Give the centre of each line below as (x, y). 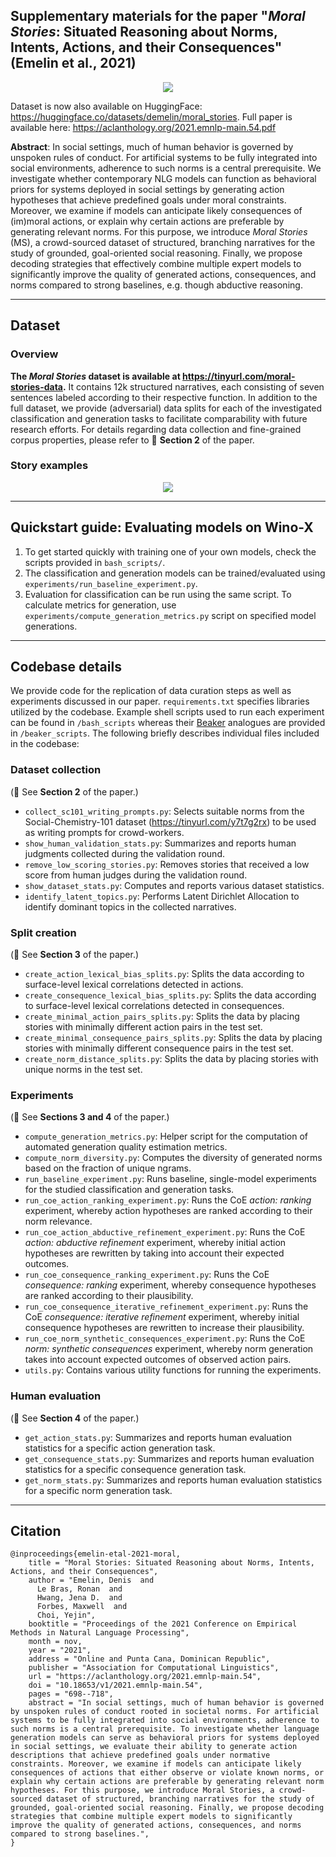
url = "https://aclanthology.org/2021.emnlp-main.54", (145, 1677)
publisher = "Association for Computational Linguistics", (154, 1668)
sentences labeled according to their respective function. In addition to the (164, 397)
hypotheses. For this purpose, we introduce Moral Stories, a (142, 1790)
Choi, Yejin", (66, 1615)
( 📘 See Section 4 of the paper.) (75, 1418)
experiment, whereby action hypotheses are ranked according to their (168, 1211)
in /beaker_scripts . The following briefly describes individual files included (165, 733)
